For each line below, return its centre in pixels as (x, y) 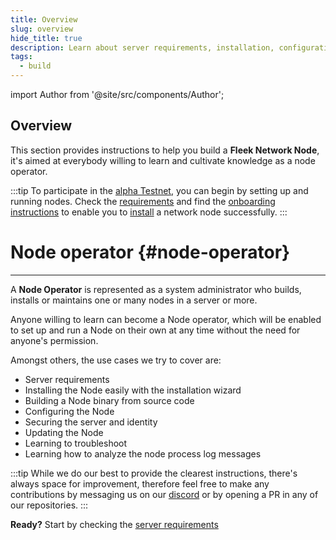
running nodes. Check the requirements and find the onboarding (143, 201)
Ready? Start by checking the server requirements (114, 524)
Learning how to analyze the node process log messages (143, 453)
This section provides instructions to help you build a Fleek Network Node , (165, 150)
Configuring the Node (69, 411)
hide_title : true (46, 38)
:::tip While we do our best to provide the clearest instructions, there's (154, 473)
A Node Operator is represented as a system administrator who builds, (156, 289)
